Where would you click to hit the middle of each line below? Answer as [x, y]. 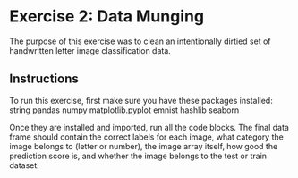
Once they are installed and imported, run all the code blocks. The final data [149, 127]
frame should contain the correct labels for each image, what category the [146, 137]
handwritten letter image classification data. [90, 50]
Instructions [44, 79]
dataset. [25, 165]
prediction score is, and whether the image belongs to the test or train [138, 156]
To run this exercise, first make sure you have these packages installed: [141, 100]
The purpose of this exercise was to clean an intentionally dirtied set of [140, 41]
